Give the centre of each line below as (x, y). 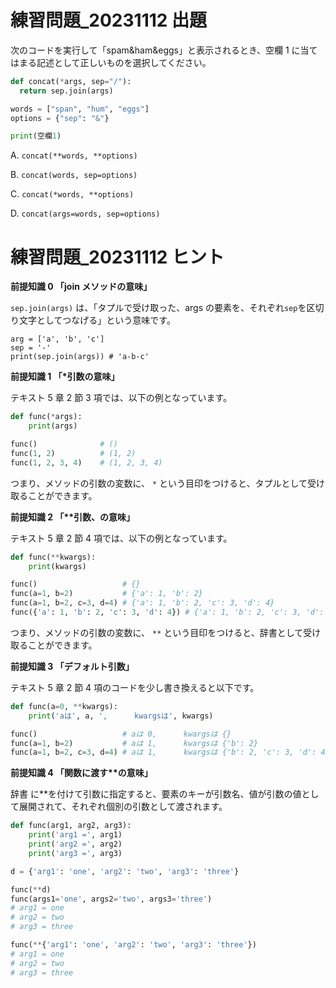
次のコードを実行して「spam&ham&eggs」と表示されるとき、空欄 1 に (155, 50)
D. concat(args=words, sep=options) (85, 213)
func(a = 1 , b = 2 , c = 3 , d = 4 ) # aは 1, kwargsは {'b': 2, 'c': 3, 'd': (163, 752)
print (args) (53, 426)
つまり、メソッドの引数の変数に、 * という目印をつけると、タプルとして (159, 483)
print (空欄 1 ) (36, 136)
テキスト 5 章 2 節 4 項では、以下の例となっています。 (121, 538)
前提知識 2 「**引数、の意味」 (73, 517)
